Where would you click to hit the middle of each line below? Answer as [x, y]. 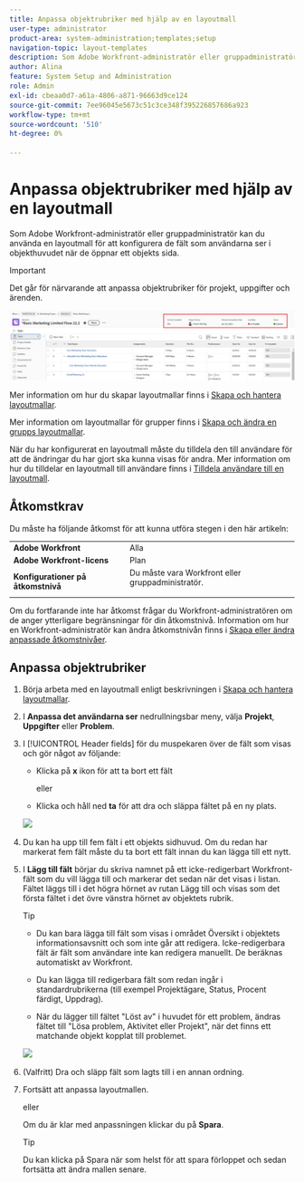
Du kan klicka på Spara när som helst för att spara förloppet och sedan [154, 1160]
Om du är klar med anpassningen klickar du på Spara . [123, 1125]
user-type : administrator [58, 29]
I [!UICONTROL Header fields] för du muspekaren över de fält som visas [157, 744]
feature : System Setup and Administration [90, 77]
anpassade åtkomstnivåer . [58, 639]
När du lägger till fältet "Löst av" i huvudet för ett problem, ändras [158, 1017]
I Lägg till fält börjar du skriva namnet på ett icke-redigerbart [136, 870]
